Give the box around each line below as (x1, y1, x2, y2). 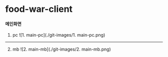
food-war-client (5, 3, 73, 15)
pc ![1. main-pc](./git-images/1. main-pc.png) (12, 32, 105, 38)
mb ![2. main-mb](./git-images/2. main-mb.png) (12, 46, 111, 53)
